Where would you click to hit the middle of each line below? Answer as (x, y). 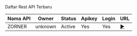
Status (68, 18)
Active (68, 27)
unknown (46, 27)
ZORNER (17, 27)
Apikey (89, 18)
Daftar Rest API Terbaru (28, 7)
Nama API (19, 18)
